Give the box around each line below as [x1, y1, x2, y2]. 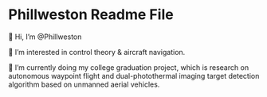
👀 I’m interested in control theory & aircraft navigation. [8, 47, 186, 56]
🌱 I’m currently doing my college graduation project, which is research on [8, 62, 249, 72]
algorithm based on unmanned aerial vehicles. [8, 80, 160, 89]
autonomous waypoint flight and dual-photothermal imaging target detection [8, 71, 260, 80]
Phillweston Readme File [8, 6, 174, 24]
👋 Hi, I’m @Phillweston [8, 32, 82, 41]
